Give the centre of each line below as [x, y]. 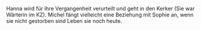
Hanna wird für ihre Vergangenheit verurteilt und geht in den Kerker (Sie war [100, 9]
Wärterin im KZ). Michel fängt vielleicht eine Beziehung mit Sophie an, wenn [100, 15]
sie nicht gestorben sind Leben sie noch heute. [64, 21]
